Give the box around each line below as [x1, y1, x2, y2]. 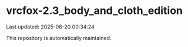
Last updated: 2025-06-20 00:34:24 [6, 23, 95, 30]
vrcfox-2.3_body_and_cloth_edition [6, 4, 183, 17]
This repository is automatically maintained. [6, 34, 112, 41]
